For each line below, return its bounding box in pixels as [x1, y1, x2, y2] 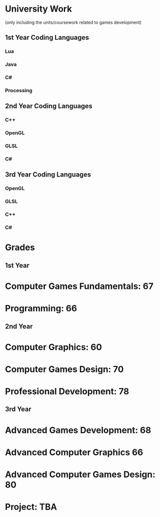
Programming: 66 [5, 303, 78, 314]
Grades [5, 242, 35, 253]
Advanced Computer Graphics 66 [5, 447, 144, 458]
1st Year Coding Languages [5, 33, 89, 42]
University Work [5, 3, 72, 15]
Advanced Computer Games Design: [5, 469, 156, 480]
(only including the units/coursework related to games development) [5, 19, 142, 25]
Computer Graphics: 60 [5, 341, 102, 353]
